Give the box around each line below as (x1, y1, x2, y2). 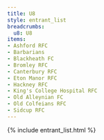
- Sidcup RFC (7, 107, 45, 114)
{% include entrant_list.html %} (7, 125, 96, 134)
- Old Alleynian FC (7, 94, 64, 101)
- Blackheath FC (7, 55, 54, 62)
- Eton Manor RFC (7, 74, 58, 82)
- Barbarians (7, 49, 45, 56)
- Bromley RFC (7, 62, 49, 69)
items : (7, 36, 26, 43)
